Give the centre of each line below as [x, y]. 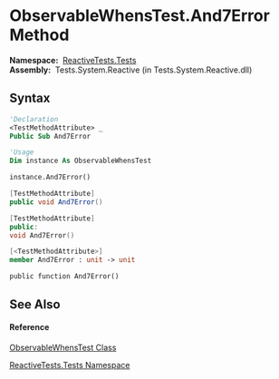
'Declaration [34, 119]
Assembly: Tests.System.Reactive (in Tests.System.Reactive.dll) [131, 70]
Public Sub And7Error [50, 136]
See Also [35, 304]
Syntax [30, 98]
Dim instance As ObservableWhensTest [81, 161]
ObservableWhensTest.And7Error [139, 16]
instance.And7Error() [50, 178]
